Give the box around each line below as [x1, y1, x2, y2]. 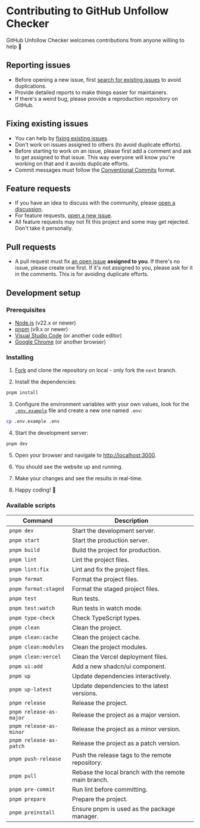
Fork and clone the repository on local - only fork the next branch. [14, 367, 177, 374]
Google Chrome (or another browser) [14, 338, 106, 345]
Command [23, 517, 53, 525]
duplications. [14, 82, 47, 89]
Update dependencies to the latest [71, 682, 168, 690]
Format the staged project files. [71, 585, 160, 593]
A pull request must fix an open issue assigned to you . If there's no [14, 258, 180, 265]
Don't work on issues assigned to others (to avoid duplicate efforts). [14, 141, 182, 148]
